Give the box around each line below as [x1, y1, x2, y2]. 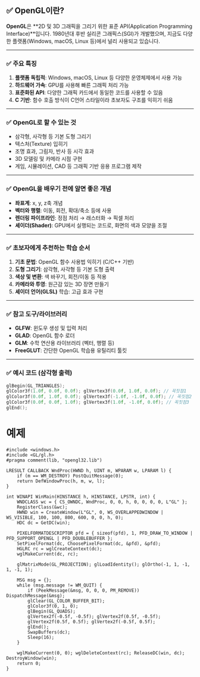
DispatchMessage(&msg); [6, 592, 65, 598]
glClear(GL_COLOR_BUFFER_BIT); [27, 598, 105, 604]
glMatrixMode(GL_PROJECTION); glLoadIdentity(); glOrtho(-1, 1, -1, [17, 561, 190, 567]
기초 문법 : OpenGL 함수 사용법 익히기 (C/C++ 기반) [14, 258, 135, 265]
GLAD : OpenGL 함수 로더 [14, 332, 76, 339]
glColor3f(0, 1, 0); [27, 603, 79, 609]
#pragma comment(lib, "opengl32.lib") [6, 457, 102, 463]
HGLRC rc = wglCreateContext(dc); [17, 545, 102, 552]
